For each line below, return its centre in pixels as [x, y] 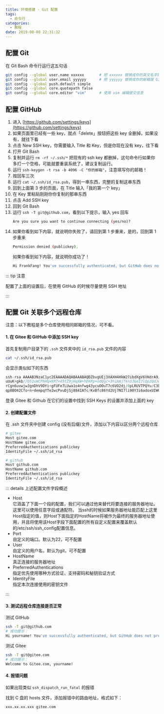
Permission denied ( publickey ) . [45, 247]
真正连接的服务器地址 [34, 562]
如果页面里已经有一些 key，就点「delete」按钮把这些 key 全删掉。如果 [83, 133]
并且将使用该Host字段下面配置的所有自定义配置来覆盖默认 [79, 522]
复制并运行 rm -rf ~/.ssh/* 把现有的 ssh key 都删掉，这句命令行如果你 [84, 158]
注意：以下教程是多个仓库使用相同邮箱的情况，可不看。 [61, 325]
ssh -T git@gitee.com [27, 655]
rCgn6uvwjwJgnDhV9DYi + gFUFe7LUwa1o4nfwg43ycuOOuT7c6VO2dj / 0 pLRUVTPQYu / [80, 386]
